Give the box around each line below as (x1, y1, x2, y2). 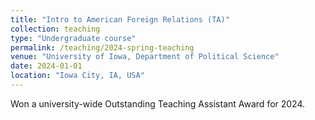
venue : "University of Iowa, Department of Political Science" (10, 52, 280, 62)
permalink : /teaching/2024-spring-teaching (10, 42, 195, 53)
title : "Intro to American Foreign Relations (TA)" (10, 14, 230, 25)
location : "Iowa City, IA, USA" (10, 71, 145, 81)
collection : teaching (10, 24, 101, 34)
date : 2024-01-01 (10, 61, 83, 71)
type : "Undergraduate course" (10, 33, 137, 43)
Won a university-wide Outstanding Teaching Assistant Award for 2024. (10, 97, 306, 110)
